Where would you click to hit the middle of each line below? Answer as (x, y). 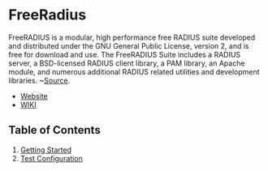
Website (34, 96)
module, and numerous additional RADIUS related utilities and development (134, 71)
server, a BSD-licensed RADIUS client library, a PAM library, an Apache (127, 63)
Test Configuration (51, 158)
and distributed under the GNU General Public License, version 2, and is (129, 45)
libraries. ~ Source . (39, 80)
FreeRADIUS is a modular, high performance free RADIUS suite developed (132, 37)
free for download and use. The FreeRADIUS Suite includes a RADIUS (125, 54)
